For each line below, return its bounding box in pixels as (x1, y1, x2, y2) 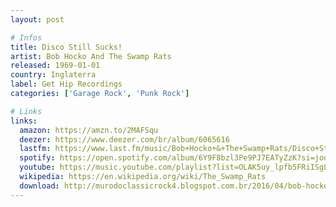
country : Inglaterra (10, 70, 97, 80)
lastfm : (19, 144, 52, 154)
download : (19, 181, 60, 191)
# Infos (10, 32, 43, 43)
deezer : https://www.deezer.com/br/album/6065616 (19, 134, 230, 145)
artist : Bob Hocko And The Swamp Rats (10, 51, 172, 61)
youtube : (19, 162, 56, 173)
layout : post (10, 14, 65, 25)
